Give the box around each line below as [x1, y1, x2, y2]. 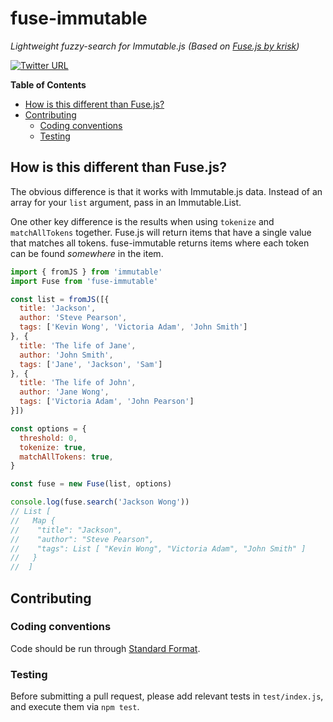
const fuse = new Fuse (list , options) [10, 479, 172, 489]
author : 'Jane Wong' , [19, 387, 110, 397]
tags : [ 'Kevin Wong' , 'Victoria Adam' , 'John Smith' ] [19, 322, 248, 332]
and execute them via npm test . [10, 701, 140, 713]
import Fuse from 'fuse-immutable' [10, 276, 159, 286]
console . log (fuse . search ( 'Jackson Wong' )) [10, 497, 190, 507]
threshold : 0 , [19, 433, 78, 443]
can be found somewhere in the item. [10, 247, 164, 259]
